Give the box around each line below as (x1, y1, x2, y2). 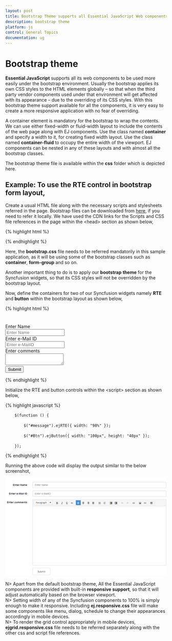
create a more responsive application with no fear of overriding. (5, 108, 140, 114)
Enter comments (5, 348, 40, 354)
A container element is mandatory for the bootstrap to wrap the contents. (5, 117, 160, 124)
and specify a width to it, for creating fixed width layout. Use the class (5, 134, 153, 140)
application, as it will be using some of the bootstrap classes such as (5, 254, 150, 260)
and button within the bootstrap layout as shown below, (5, 295, 123, 302)
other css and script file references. (5, 630, 81, 636)
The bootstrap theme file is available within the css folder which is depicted (5, 160, 165, 166)
